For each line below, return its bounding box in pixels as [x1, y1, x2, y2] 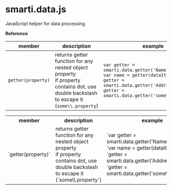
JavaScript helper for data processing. [5, 20, 87, 27]
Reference [5, 30, 28, 36]
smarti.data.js [5, 4, 67, 15]
